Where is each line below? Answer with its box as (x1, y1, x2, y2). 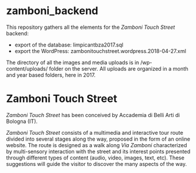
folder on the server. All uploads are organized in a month (49, 65, 188, 72)
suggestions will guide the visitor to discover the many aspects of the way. (6, 160, 187, 167)
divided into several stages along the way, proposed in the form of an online (6, 135, 191, 142)
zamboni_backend (6, 4, 98, 18)
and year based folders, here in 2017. (6, 71, 96, 78)
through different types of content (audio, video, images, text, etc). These (6, 154, 185, 161)
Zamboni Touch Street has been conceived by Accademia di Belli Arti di (6, 111, 180, 118)
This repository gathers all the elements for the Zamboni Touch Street (6, 24, 175, 31)
